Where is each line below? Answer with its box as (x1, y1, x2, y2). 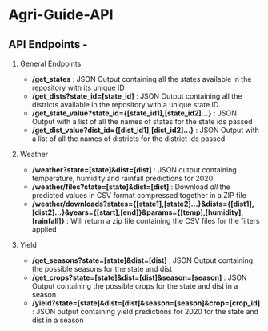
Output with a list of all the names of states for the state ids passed (31, 117, 254, 126)
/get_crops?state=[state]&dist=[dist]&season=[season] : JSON (31, 272, 247, 282)
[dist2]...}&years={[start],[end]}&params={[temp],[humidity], (31, 208, 244, 217)
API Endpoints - (8, 38, 88, 51)
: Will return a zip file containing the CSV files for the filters (66, 216, 260, 225)
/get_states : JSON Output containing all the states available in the (31, 75, 252, 83)
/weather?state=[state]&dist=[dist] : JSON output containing (31, 165, 238, 174)
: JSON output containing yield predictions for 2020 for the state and (31, 307, 258, 316)
